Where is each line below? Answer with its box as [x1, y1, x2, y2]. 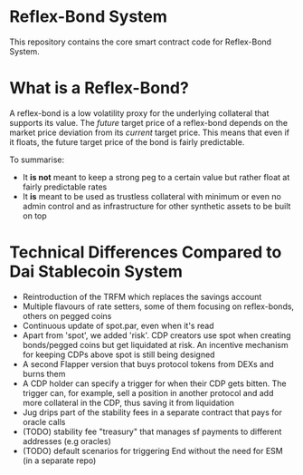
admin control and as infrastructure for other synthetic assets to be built [22, 200, 291, 211]
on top [22, 210, 47, 221]
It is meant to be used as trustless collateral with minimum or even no [22, 190, 282, 201]
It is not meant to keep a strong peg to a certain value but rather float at [22, 171, 290, 182]
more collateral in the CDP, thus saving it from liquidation [22, 397, 235, 408]
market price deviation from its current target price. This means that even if [9, 127, 290, 138]
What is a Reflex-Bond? [9, 78, 190, 99]
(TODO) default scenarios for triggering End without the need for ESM [22, 445, 283, 456]
